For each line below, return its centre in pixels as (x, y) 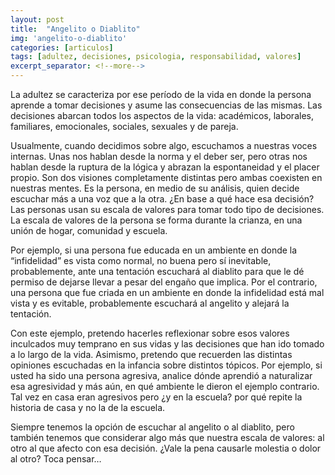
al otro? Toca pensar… (56, 459)
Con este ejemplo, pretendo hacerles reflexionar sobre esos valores (150, 333)
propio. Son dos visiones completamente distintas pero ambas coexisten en (166, 177)
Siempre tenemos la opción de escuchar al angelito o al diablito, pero (152, 427)
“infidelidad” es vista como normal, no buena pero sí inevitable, (141, 260)
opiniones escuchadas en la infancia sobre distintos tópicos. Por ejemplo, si (166, 365)
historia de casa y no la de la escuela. (88, 407)
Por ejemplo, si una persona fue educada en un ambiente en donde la (154, 250)
